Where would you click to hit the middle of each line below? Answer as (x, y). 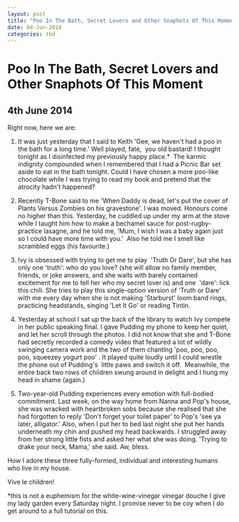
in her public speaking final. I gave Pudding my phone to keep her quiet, (123, 327)
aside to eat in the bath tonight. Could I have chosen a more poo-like (118, 172)
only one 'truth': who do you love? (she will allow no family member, (117, 267)
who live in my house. (39, 469)
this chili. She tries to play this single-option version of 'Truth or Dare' (119, 290)
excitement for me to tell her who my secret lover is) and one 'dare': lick (123, 283)
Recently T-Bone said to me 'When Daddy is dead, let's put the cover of (123, 201)
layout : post (27, 14)
